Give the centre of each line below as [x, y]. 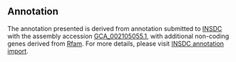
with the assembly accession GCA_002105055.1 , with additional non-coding [118, 36]
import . [18, 51]
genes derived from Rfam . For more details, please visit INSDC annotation [116, 43]
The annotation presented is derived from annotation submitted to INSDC [115, 28]
